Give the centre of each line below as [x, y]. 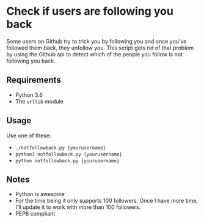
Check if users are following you [90, 11]
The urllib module [39, 101]
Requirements [34, 80]
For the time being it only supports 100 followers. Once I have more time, [107, 201]
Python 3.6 [29, 95]
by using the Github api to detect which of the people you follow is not [95, 54]
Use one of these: [29, 135]
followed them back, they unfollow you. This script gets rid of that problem [100, 48]
